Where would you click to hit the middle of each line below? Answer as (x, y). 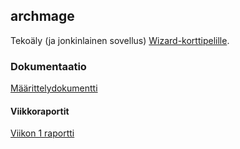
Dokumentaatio (48, 66)
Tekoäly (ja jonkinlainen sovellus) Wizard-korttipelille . (120, 40)
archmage (42, 16)
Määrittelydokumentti (54, 88)
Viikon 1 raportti (42, 133)
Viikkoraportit (40, 111)
